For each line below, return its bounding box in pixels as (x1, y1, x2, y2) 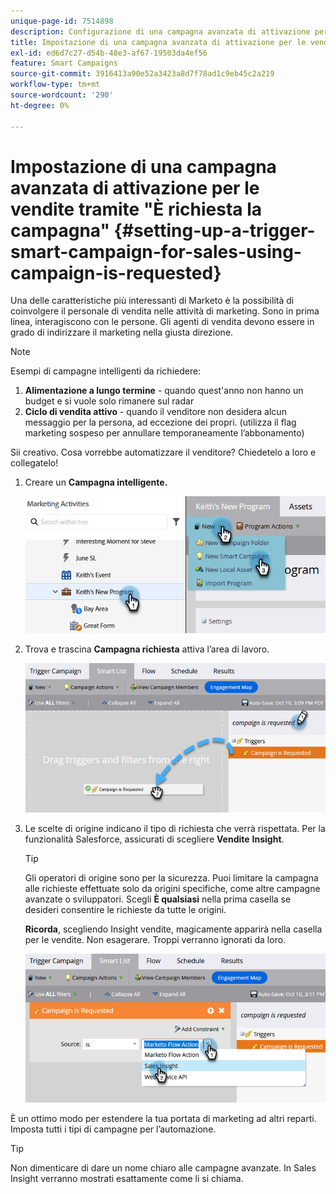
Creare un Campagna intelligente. (24, 476, 168, 489)
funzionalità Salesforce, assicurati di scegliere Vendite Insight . (24, 833, 285, 845)
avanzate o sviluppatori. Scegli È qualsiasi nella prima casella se (24, 893, 292, 905)
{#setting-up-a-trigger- (113, 219, 316, 242)
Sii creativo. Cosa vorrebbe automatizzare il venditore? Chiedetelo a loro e (10, 446, 317, 459)
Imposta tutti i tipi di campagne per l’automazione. (10, 1123, 217, 1135)
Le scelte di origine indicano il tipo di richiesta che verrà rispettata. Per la (24, 823, 326, 835)
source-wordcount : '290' (10, 90, 114, 100)
